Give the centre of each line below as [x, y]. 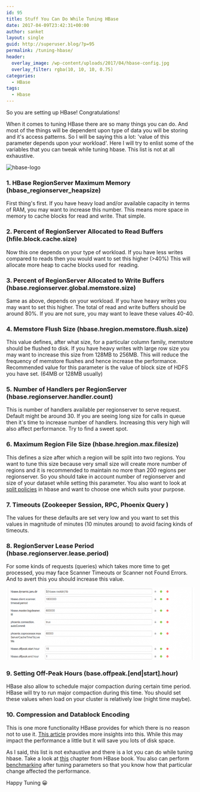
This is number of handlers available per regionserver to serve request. [93, 410]
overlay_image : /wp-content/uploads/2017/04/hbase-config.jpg [90, 63]
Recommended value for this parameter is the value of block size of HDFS [97, 367]
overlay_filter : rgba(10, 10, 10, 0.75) [62, 69]
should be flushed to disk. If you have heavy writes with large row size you [98, 348]
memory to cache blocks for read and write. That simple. [76, 216]
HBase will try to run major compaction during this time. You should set [93, 693]
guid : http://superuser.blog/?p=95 [50, 44]
